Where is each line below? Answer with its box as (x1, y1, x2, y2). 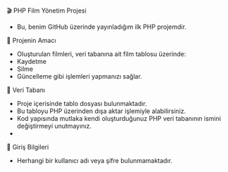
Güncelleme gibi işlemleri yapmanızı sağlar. (16, 72, 142, 80)
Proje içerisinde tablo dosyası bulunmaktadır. (16, 100, 147, 107)
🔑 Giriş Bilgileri (6, 143, 49, 151)
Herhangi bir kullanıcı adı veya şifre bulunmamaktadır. (16, 157, 173, 164)
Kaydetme (16, 58, 47, 65)
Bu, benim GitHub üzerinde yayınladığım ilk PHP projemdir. (16, 22, 187, 31)
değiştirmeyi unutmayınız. (16, 122, 92, 130)
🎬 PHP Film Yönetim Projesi (6, 6, 87, 15)
